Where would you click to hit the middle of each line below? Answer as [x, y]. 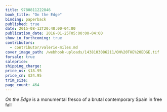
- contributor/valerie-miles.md [44, 47]
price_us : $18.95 [24, 71]
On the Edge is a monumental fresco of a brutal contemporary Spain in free [84, 99]
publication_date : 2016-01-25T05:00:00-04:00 [54, 33]
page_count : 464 [22, 85]
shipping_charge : [24, 66]
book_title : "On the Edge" [34, 15]
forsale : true [20, 57]
